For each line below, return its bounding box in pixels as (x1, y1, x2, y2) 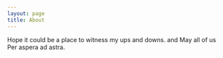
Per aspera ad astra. (7, 43, 65, 51)
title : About (7, 17, 45, 23)
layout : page (7, 10, 45, 17)
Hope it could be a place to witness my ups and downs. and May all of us (7, 35, 217, 43)
